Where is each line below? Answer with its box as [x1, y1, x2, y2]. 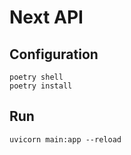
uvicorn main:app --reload [9, 134, 122, 145]
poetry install [9, 81, 73, 91]
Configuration [9, 46, 99, 63]
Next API [9, 6, 84, 29]
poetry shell [9, 72, 64, 82]
